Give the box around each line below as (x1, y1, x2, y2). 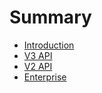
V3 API (23, 49, 53, 61)
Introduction (23, 39, 75, 51)
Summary (9, 6, 92, 29)
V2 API (23, 60, 53, 72)
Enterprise (23, 71, 67, 83)
